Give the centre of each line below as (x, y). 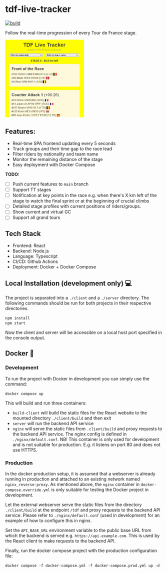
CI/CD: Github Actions (35, 261)
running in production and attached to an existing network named (72, 479)
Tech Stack (23, 233)
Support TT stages (32, 190)
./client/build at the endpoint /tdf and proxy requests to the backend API (83, 510)
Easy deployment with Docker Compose (54, 165)
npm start (15, 323)
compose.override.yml (28, 490)
